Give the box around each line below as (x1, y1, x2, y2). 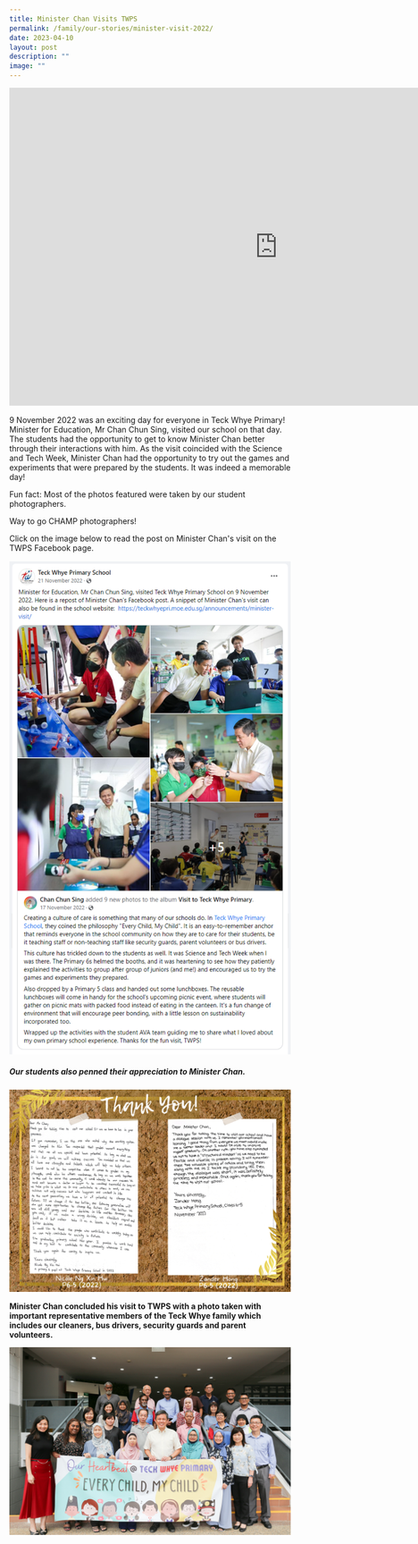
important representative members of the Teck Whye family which (9, 1311, 262, 1321)
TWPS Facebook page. (9, 543, 94, 553)
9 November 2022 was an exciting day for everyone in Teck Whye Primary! (9, 415, 286, 425)
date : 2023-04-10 (9, 33, 74, 42)
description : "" (9, 52, 70, 62)
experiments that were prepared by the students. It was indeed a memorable (9, 462, 291, 473)
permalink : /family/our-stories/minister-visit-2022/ (9, 23, 214, 33)
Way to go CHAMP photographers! (9, 516, 137, 527)
